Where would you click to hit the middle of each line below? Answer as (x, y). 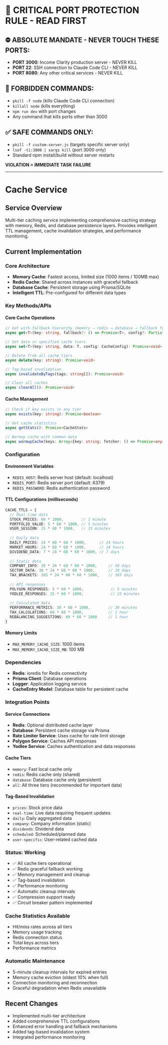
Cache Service (36, 189)
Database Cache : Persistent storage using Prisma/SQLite (71, 288)
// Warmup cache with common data (41, 437)
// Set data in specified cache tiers (45, 342)
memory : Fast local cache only (42, 769)
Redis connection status (37, 937)
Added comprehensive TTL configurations (56, 1021)
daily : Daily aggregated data (42, 818)
